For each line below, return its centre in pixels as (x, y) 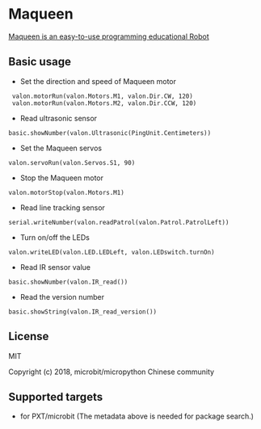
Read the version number (62, 297)
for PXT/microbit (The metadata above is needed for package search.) (137, 416)
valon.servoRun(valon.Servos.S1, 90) (72, 162)
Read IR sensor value (55, 267)
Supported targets (56, 397)
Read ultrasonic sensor (59, 118)
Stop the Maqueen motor (61, 178)
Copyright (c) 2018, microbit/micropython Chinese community (112, 372)
